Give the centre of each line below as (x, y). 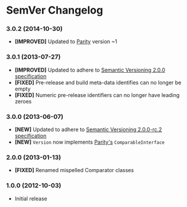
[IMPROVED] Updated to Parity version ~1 (66, 41)
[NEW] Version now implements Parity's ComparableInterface (90, 142)
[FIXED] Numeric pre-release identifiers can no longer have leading (97, 95)
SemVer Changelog (55, 10)
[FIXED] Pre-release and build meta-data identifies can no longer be (98, 82)
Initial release (31, 198)
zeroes (23, 101)
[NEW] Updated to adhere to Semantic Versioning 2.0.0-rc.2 (88, 130)
